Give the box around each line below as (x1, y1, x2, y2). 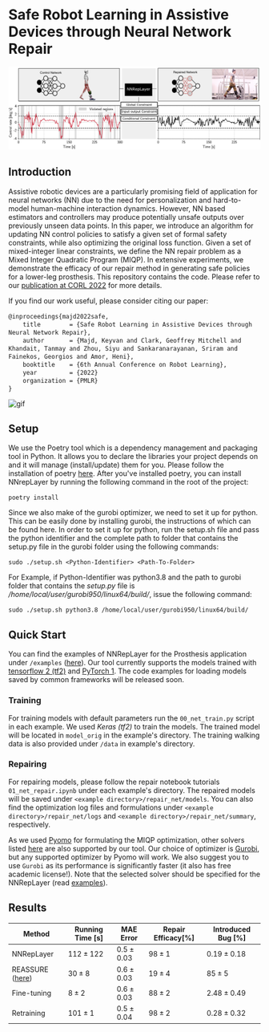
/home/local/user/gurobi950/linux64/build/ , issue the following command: (8, 590, 252, 599)
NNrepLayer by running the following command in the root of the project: (8, 477, 249, 487)
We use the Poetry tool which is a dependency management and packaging (8, 443, 258, 453)
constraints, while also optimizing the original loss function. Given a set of (8, 238, 252, 247)
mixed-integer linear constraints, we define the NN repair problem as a (8, 246, 242, 256)
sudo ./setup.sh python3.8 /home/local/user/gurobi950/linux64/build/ (8, 606, 249, 615)
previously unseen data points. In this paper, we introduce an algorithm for (8, 221, 254, 230)
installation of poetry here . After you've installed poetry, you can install (8, 469, 242, 478)
